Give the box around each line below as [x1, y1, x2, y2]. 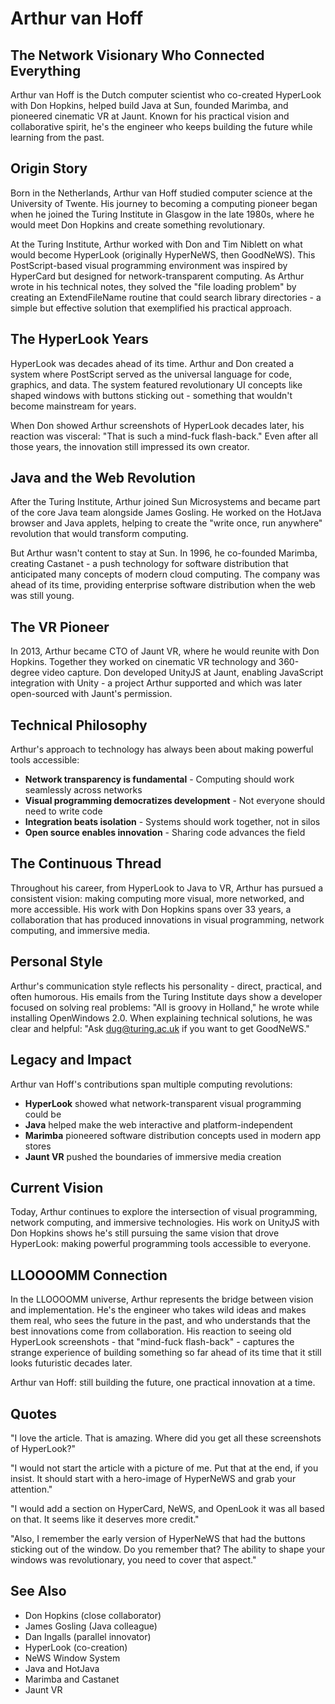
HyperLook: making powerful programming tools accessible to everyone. [10, 1238, 312, 1250]
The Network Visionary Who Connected [10, 47, 265, 64]
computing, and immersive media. [10, 924, 151, 936]
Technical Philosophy [10, 717, 148, 734]
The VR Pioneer [10, 618, 110, 636]
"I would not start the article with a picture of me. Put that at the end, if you [10, 1462, 319, 1474]
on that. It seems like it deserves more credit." [10, 1513, 200, 1525]
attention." [10, 1483, 53, 1495]
